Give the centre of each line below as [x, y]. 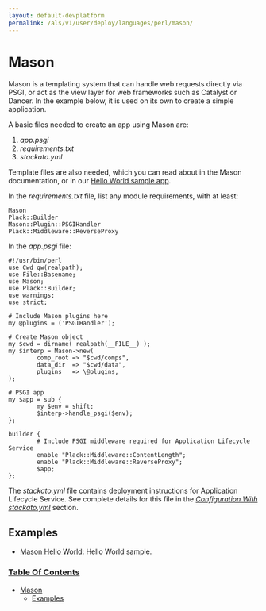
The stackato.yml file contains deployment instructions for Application [123, 491]
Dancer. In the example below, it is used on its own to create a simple [121, 101]
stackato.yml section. [43, 508]
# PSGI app [26, 393]
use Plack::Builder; [42, 289]
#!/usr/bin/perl [35, 261]
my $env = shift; [65, 407]
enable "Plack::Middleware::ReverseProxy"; [110, 462]
